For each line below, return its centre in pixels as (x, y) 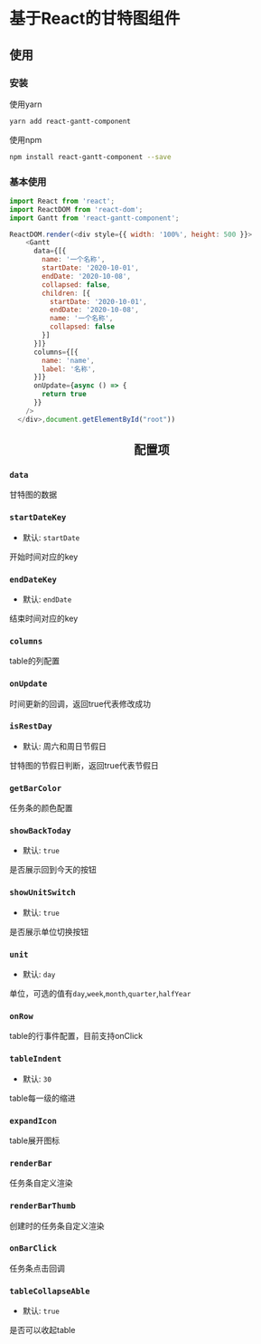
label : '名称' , (69, 369)
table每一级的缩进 (42, 1098)
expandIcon (33, 1120)
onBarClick (33, 1249)
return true (65, 395)
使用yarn (26, 104)
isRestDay (31, 726)
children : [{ (66, 293)
